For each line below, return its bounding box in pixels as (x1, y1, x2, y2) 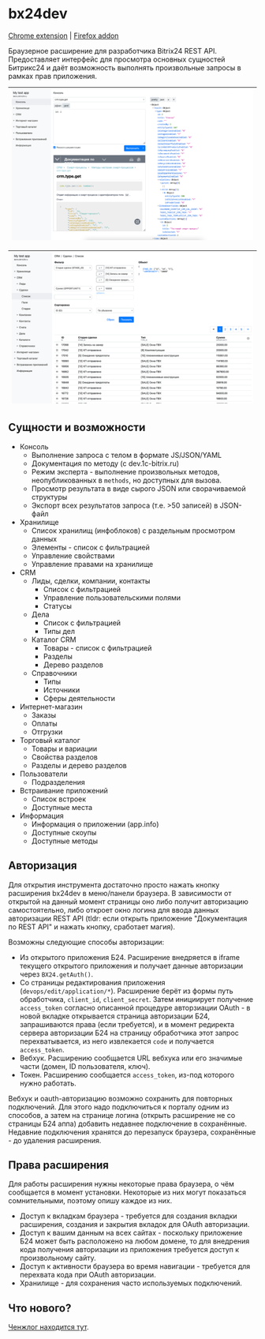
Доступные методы (31, 836, 99, 846)
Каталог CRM (31, 635, 77, 644)
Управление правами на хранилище (31, 559, 154, 568)
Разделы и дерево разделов (31, 760, 128, 770)
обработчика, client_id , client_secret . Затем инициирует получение (19, 994, 254, 1003)
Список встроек (31, 794, 87, 804)
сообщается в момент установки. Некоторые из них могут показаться (8, 1187, 247, 1197)
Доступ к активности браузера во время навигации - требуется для (19, 1262, 251, 1271)
